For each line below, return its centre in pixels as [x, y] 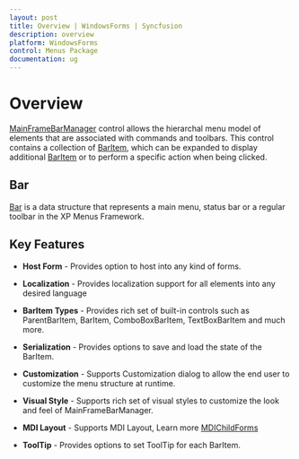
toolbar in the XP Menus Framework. [77, 216]
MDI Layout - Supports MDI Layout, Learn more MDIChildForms [140, 428]
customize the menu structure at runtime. [99, 383]
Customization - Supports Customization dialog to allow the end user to [156, 374]
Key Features [47, 244]
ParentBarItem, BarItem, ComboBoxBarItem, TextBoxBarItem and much [154, 320]
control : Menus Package [54, 51]
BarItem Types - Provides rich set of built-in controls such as [136, 310]
